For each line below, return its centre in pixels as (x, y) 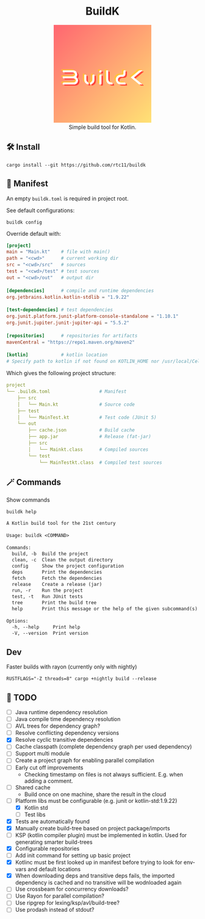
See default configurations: (41, 210)
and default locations (54, 870)
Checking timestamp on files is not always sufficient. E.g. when (104, 774)
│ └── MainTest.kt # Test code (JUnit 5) (87, 417)
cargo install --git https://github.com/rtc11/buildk (76, 165)
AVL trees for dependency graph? (58, 726)
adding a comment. (49, 781)
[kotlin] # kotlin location (57, 355)
